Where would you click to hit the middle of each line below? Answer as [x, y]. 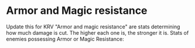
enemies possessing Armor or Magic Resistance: [65, 39]
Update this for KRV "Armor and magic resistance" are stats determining [93, 27]
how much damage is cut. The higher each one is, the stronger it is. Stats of [97, 32]
